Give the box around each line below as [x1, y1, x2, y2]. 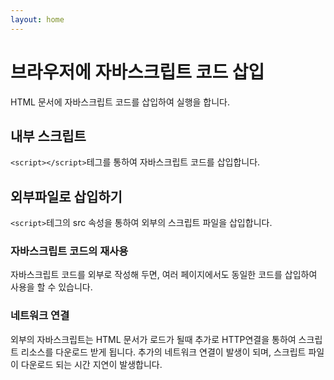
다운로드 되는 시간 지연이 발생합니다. [20, 358, 163, 370]
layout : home [10, 14, 65, 25]
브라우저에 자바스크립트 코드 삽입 [10, 61, 265, 83]
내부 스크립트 [10, 127, 87, 145]
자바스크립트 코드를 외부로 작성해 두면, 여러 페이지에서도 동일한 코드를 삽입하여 [10, 269, 318, 281]
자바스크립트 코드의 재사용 [10, 244, 129, 258]
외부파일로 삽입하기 [10, 188, 123, 205]
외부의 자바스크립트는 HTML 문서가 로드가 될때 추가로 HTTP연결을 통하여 [10, 333, 297, 345]
